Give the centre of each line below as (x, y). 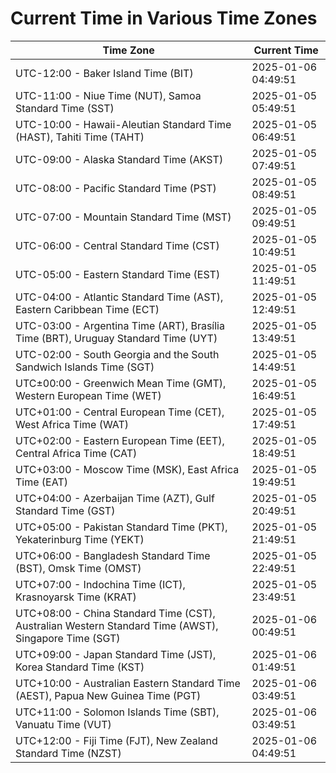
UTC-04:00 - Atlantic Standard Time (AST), (119, 297)
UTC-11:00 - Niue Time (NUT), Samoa (108, 95)
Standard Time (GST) (65, 510)
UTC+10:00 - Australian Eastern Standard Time (128, 683)
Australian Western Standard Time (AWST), (117, 625)
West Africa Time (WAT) (72, 424)
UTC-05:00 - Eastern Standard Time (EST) (118, 274)
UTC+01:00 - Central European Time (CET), (120, 412)
